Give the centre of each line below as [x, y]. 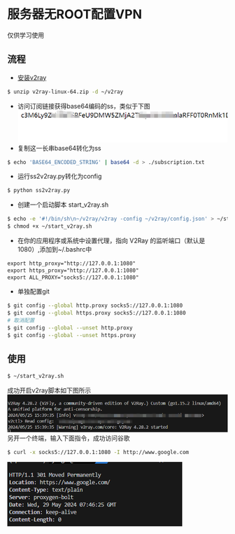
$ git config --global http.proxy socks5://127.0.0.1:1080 [95, 306]
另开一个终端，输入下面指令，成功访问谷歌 [69, 438]
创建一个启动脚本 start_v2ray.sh [63, 205]
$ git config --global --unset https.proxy [72, 335]
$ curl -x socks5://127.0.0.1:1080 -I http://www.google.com [98, 452]
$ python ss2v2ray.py [39, 191]
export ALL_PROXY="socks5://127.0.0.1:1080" [73, 278]
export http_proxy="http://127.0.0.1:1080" [72, 263]
